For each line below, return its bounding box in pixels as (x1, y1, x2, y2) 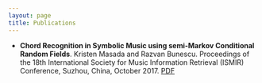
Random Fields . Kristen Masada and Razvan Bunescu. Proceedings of (19, 49, 250, 58)
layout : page (8, 11, 52, 20)
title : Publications (8, 19, 77, 27)
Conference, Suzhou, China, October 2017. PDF (19, 66, 175, 75)
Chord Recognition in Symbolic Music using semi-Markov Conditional (19, 40, 255, 50)
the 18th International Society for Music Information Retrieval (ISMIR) (19, 57, 245, 67)
